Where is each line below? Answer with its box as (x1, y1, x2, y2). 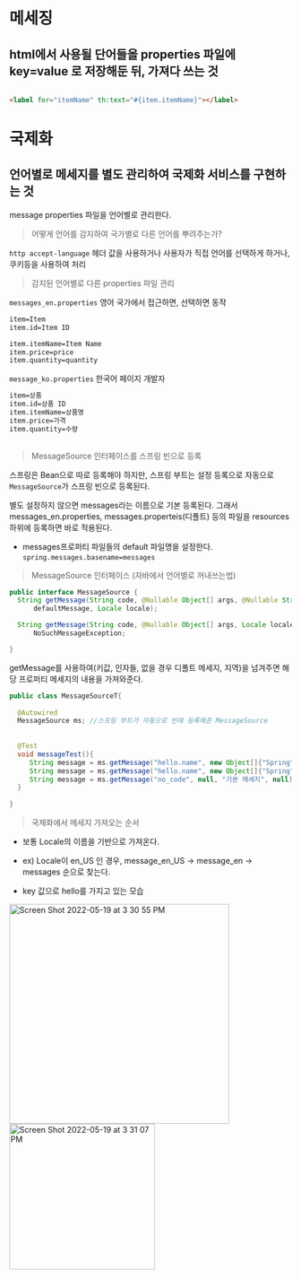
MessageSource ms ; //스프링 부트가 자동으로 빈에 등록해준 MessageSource (17, 717, 269, 726)
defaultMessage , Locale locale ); (32, 605, 159, 613)
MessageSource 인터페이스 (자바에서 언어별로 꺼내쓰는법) (30, 570, 236, 580)
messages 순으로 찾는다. (21, 866, 111, 877)
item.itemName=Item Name (9, 339, 102, 348)
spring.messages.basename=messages (21, 552, 156, 561)
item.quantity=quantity (9, 356, 99, 365)
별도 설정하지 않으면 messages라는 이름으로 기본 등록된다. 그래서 (9, 500, 238, 510)
